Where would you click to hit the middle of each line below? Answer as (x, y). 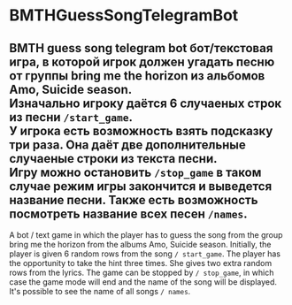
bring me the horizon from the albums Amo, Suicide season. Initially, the (140, 244)
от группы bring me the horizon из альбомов (137, 76)
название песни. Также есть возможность (134, 200)
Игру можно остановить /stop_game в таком (135, 172)
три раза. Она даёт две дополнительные (127, 145)
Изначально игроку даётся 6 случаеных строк (146, 103)
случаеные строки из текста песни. (114, 159)
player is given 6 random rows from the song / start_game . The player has (145, 254)
